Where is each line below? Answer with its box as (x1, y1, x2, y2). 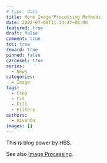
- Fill (11, 101, 28, 107)
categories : (6, 74, 35, 80)
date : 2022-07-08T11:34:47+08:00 (6, 19, 88, 25)
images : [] (6, 123, 33, 129)
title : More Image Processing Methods (6, 14, 101, 20)
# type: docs (6, 8, 38, 15)
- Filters (11, 107, 35, 113)
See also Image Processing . (6, 151, 73, 157)
